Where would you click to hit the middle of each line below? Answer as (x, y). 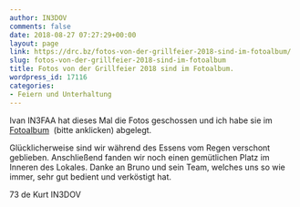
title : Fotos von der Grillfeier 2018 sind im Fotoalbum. (122, 69)
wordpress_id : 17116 (49, 78)
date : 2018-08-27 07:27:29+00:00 (73, 35)
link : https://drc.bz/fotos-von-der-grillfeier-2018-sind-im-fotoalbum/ (150, 52)
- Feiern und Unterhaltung (61, 94)
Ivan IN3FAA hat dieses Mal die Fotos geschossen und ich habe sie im (141, 120)
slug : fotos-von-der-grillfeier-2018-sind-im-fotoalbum (118, 60)
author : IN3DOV (38, 18)
